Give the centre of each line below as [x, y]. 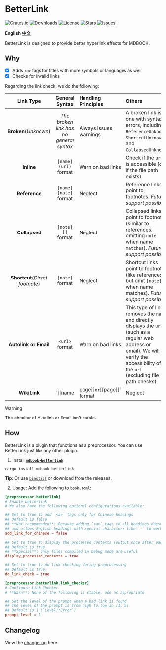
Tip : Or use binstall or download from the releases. [59, 478]
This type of [140, 307]
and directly [140, 320]
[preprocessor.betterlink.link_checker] [47, 583]
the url [134, 369]
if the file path [142, 170]
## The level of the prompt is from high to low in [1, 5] [67, 606]
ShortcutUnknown [145, 138]
